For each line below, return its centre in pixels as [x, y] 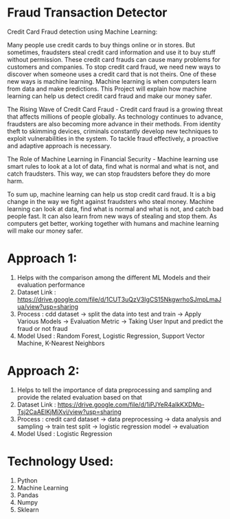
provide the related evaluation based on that [80, 397]
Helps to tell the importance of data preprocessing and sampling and [114, 390]
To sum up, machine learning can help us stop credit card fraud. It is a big [112, 194]
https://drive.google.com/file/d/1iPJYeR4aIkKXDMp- [131, 404]
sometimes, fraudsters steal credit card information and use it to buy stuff [112, 52]
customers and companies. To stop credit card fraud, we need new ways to [114, 67]
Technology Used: [60, 461]
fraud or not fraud [42, 328]
